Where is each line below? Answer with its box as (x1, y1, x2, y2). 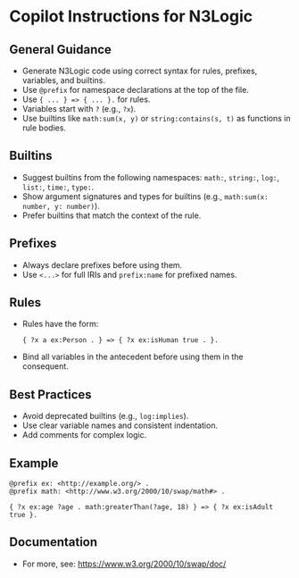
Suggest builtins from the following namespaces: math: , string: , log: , (21, 172, 279, 182)
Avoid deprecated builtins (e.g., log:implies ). (21, 411, 189, 422)
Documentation (9, 534, 98, 550)
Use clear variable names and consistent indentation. (21, 420, 219, 431)
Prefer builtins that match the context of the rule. (21, 210, 202, 221)
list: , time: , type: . (21, 181, 95, 192)
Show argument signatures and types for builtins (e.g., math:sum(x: (21, 190, 270, 202)
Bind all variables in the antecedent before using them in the (21, 351, 244, 363)
